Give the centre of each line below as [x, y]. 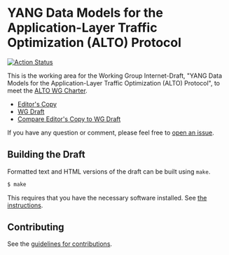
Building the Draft [46, 154]
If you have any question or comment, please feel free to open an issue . [111, 132]
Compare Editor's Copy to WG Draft [69, 119]
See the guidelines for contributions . [60, 244]
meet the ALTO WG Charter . [47, 90]
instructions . [25, 205]
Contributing [36, 227]
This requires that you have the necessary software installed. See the [107, 198]
